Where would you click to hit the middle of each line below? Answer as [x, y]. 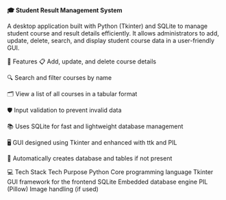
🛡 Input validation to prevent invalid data [64, 110]
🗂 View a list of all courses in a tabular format [72, 94]
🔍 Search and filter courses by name [59, 77]
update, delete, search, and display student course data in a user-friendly [111, 41]
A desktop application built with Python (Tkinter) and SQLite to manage [107, 26]
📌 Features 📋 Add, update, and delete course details [82, 61]
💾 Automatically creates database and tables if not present [90, 158]
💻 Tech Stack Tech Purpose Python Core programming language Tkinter [110, 172]
